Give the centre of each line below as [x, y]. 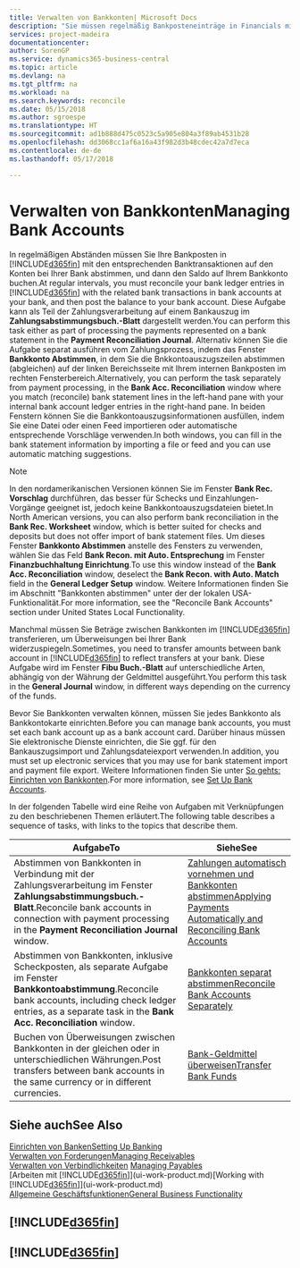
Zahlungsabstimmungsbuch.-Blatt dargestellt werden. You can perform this [150, 321]
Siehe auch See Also [66, 1124]
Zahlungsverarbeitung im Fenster [83, 885]
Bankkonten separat [229, 973]
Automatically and [225, 919]
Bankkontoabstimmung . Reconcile [86, 989]
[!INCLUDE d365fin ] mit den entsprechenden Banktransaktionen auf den [142, 264]
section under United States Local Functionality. [97, 613]
